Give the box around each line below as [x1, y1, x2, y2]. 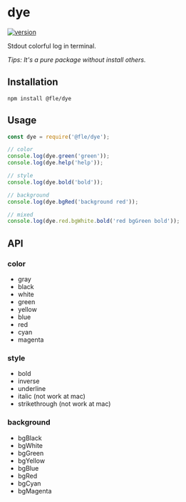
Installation [7, 76, 58, 88]
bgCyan [17, 479, 41, 488]
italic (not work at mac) [17, 392, 86, 401]
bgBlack [17, 434, 43, 442]
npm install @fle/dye [7, 95, 72, 102]
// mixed [7, 211, 33, 218]
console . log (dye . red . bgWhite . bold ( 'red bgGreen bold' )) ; [7, 218, 180, 225]
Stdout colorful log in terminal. [7, 41, 96, 50]
